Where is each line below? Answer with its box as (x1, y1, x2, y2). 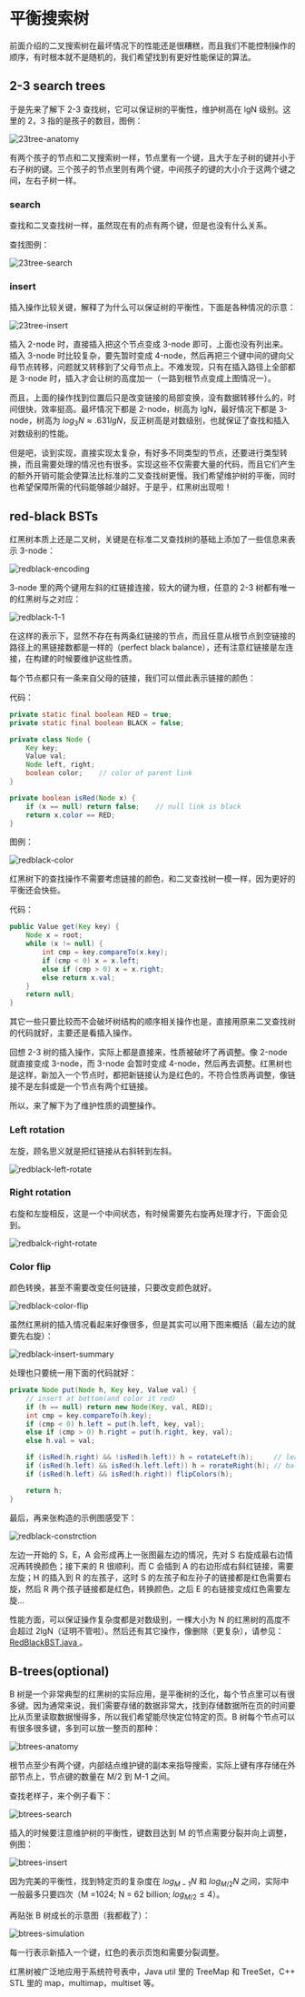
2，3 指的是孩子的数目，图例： (26, 115, 143, 126)
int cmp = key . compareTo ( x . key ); (42, 948, 169, 957)
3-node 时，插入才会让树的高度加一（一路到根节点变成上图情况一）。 (19, 373, 277, 384)
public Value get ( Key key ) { (9, 923, 120, 932)
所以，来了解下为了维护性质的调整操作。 (9, 1100, 161, 1111)
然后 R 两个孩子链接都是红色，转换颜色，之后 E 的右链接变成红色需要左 (25, 1583, 291, 1594)
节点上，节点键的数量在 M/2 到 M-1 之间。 (16, 1771, 175, 1782)
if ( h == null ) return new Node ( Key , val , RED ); (25, 1402, 213, 1411)
